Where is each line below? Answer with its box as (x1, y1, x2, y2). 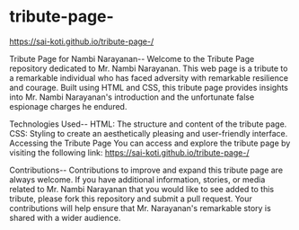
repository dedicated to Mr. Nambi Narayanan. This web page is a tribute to (9, 63, 288, 74)
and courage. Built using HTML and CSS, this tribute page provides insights (9, 82, 289, 93)
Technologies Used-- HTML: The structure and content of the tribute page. (9, 119, 287, 129)
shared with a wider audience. (9, 212, 121, 223)
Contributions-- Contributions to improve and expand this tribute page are (9, 164, 284, 175)
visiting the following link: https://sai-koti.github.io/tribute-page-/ (9, 146, 250, 158)
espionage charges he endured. (9, 101, 128, 111)
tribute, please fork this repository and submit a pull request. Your (9, 193, 253, 204)
